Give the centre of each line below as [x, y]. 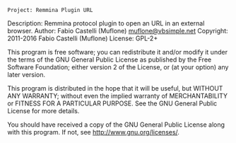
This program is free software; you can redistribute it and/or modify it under [118, 52]
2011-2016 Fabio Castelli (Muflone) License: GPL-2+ [83, 38]
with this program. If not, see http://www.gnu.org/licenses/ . [94, 132]
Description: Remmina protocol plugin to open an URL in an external [106, 23]
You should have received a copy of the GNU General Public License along [116, 125]
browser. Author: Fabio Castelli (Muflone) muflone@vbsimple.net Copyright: [118, 31]
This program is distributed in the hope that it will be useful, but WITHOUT [115, 88]
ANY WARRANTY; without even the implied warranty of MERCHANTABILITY [118, 96]
